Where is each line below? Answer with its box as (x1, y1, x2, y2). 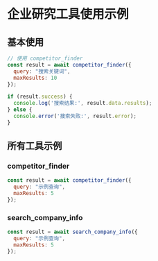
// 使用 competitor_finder (7, 55, 83, 62)
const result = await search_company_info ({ (7, 228, 138, 236)
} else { (7, 106, 33, 113)
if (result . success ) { (7, 93, 73, 101)
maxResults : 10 (13, 74, 58, 81)
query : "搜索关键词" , (13, 67, 71, 75)
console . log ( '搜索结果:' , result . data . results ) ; (13, 100, 152, 107)
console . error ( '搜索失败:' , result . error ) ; (13, 112, 137, 119)
